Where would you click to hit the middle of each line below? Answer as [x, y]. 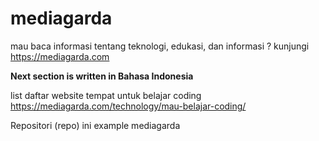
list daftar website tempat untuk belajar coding [106, 95]
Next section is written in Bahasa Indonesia [102, 76]
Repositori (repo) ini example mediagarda [95, 125]
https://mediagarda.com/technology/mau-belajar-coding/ [128, 106]
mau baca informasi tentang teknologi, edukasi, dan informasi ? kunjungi [160, 46]
